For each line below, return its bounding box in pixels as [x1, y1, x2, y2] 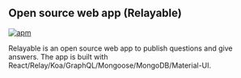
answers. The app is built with [8, 51, 108, 61]
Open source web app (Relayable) [8, 6, 182, 20]
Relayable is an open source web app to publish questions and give [8, 43, 233, 53]
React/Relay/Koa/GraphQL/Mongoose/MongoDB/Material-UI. [8, 60, 212, 70]
